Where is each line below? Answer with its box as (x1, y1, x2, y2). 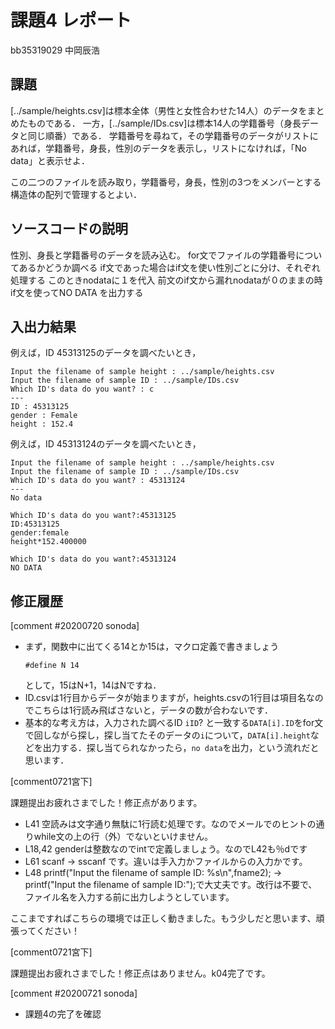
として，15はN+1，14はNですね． (24, 679, 162, 691)
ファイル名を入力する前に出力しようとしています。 (24, 891, 235, 903)
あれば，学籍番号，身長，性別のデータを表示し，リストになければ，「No (10, 142, 307, 154)
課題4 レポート (10, 9, 132, 32)
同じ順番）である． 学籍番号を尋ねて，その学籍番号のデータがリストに (27, 129, 319, 141)
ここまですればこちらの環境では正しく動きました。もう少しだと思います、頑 (10, 912, 325, 925)
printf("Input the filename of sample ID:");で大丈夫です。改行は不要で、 (24, 879, 318, 891)
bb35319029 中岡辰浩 (10, 44, 101, 56)
